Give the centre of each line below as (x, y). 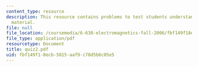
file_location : (25, 33)
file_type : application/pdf (41, 38)
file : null (19, 28)
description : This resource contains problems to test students (87, 17)
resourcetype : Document (35, 44)
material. (23, 22)
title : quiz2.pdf (27, 50)
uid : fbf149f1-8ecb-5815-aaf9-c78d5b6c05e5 (60, 55)
